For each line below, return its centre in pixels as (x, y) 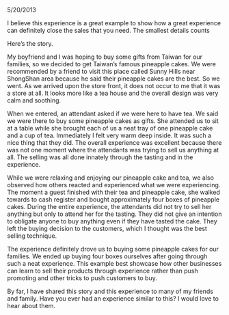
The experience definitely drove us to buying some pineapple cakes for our (113, 249)
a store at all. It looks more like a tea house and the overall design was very (113, 93)
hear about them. (31, 306)
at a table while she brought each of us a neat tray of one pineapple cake (110, 128)
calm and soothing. (34, 100)
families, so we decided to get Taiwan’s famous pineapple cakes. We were (112, 64)
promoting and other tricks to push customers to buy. (82, 278)
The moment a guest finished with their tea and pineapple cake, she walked (114, 192)
